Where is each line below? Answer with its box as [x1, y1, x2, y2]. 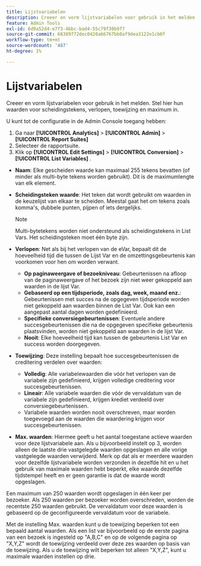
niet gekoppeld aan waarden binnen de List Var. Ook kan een [23, 302, 175, 309]
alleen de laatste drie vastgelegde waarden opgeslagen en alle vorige [14, 446, 188, 453]
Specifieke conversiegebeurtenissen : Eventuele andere [23, 314, 165, 322]
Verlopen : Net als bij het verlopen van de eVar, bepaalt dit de [14, 245, 167, 252]
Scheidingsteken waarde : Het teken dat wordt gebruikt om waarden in [14, 191, 191, 198]
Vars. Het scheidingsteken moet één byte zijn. [14, 234, 129, 241]
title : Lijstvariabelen [6, 8, 66, 15]
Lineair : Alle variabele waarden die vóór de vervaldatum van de [23, 389, 182, 396]
